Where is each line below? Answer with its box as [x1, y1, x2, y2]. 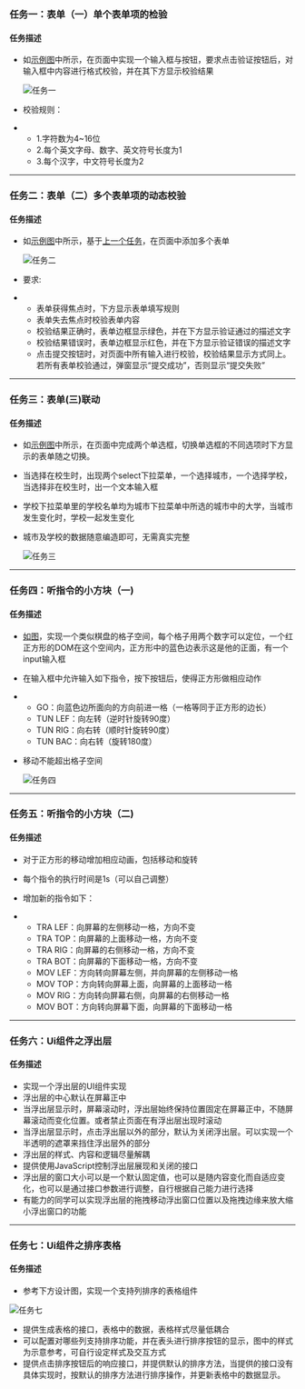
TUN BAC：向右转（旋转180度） [35, 735, 157, 746]
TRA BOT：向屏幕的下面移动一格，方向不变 [35, 955, 198, 966]
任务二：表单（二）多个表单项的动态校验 [9, 189, 186, 202]
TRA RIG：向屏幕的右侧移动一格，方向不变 [35, 944, 195, 955]
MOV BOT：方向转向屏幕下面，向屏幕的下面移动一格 [35, 1001, 233, 1012]
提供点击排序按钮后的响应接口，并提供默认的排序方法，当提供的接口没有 [22, 1357, 293, 1369]
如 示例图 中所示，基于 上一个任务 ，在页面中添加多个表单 [22, 235, 230, 246]
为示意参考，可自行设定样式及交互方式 [22, 1346, 166, 1357]
